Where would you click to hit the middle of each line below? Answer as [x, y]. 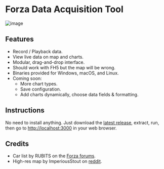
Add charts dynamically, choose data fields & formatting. [79, 94]
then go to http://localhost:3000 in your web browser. [61, 128]
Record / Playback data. [37, 51]
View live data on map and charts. [48, 57]
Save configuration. [40, 89]
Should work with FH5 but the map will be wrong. [64, 67]
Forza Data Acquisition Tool [65, 9]
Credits [17, 143]
